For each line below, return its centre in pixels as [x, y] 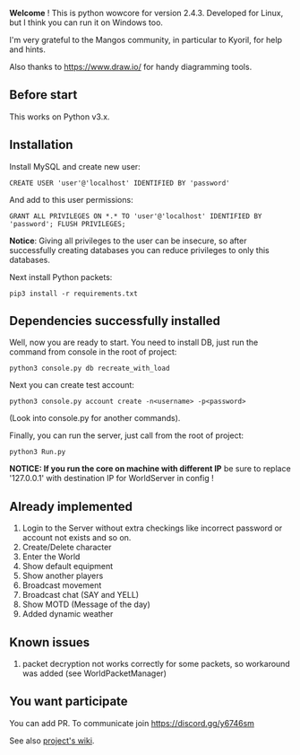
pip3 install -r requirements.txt [74, 294]
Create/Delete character [67, 548]
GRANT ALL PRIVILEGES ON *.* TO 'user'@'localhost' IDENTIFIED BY [136, 216]
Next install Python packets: [61, 277]
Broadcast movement [62, 585]
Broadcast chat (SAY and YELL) [81, 595]
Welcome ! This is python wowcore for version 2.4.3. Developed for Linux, [146, 13]
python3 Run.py [38, 452]
